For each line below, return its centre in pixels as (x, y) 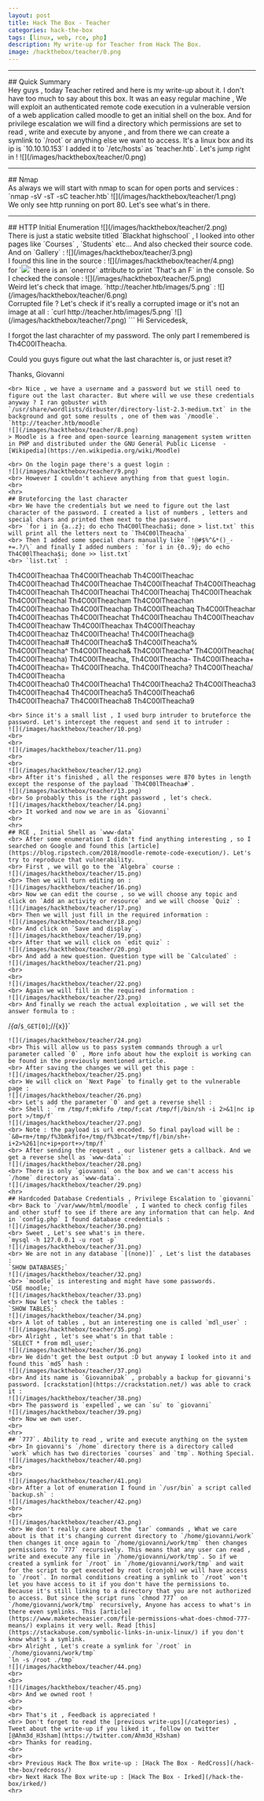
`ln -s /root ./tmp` (42, 1660)
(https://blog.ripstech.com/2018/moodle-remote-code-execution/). (119, 853)
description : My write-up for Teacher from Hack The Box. (105, 45)
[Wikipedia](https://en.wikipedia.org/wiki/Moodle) (94, 451)
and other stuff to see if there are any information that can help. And (132, 1212)
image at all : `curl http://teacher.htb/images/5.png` (91, 312)
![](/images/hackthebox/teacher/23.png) (75, 998)
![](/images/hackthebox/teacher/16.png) (75, 888)
